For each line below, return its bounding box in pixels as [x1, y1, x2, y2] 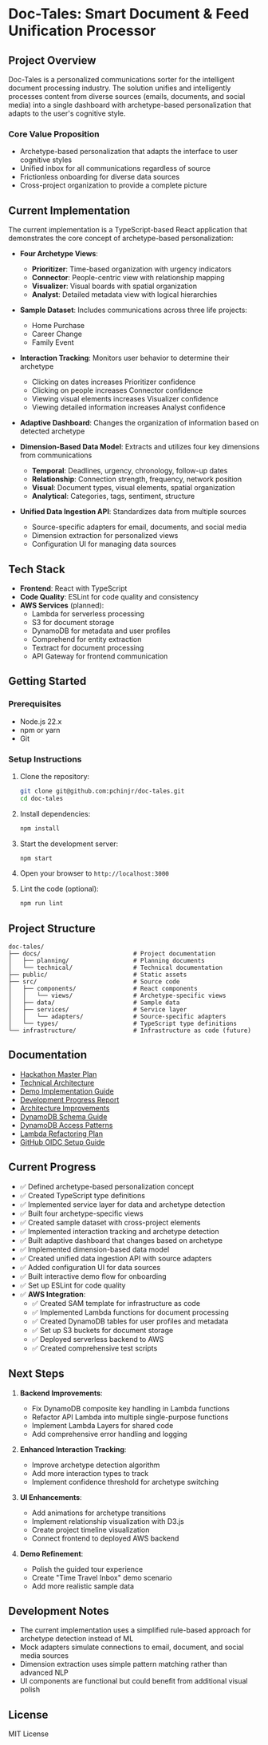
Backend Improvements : [19, 1388, 103, 1398]
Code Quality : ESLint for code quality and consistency [19, 592, 199, 601]
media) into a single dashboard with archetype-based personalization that [8, 101, 251, 109]
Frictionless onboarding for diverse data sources [19, 172, 180, 182]
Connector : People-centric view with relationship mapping [31, 273, 225, 283]
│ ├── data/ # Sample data [8, 999, 180, 1007]
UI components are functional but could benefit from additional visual [19, 1676, 248, 1686]
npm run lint [19, 900, 64, 908]
